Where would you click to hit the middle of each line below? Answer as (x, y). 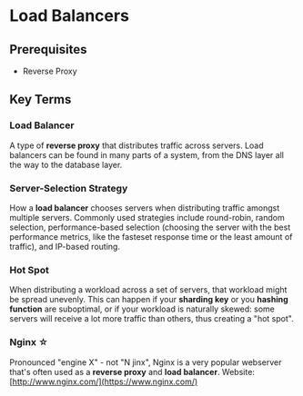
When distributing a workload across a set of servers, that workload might (148, 290)
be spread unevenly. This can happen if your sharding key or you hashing (149, 300)
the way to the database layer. (66, 164)
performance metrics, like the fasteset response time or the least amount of (151, 236)
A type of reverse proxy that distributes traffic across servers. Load (136, 145)
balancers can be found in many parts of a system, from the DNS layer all (147, 154)
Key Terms (40, 99)
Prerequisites (48, 49)
